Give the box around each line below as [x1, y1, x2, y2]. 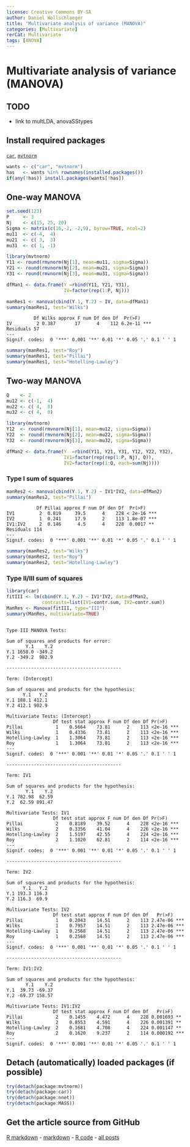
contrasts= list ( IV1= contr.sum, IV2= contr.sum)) [42, 600, 166, 606]
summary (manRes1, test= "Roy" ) [6, 347, 84, 353]
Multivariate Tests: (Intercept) [6, 713, 92, 719]
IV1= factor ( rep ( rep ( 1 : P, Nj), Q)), [64, 454, 155, 460]
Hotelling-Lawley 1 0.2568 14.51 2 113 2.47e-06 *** [6, 928, 185, 934]
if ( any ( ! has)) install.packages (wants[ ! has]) [6, 175, 124, 181]
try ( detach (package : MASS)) [6, 1100, 75, 1106]
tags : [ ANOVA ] [6, 37, 43, 44]
